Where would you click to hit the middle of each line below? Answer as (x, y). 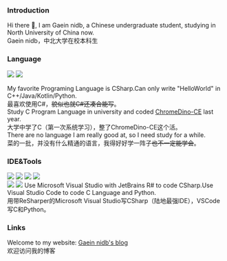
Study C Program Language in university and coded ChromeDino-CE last (110, 112)
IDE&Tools (24, 161)
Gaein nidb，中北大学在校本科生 (53, 41)
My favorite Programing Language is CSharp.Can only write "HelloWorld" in (114, 88)
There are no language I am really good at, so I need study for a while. (107, 135)
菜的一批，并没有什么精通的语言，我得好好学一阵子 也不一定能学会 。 (104, 143)
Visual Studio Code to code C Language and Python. (82, 192)
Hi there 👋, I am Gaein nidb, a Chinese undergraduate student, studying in (111, 25)
